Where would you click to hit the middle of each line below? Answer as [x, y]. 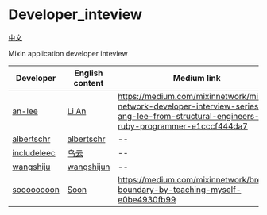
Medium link [197, 78]
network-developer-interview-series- [191, 106]
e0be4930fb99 [147, 199]
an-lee [25, 111]
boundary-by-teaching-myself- [180, 190]
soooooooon [36, 190]
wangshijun [89, 167]
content [89, 83]
